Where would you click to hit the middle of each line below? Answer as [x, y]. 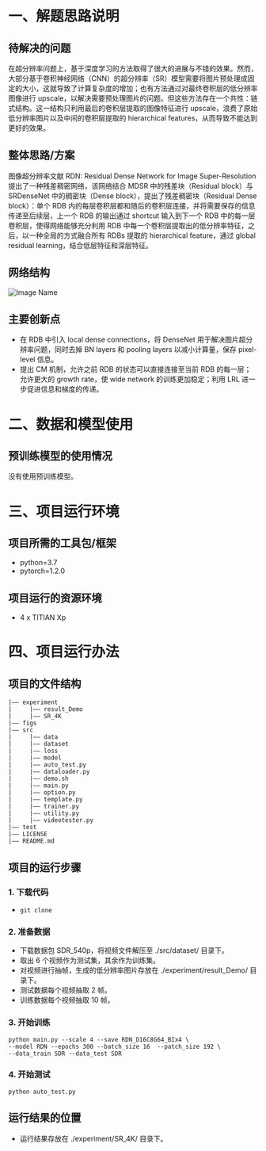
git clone [36, 910]
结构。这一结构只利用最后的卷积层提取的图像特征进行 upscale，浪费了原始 [136, 108]
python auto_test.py [42, 1092]
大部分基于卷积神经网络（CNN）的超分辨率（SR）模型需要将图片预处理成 [128, 78]
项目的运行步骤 [45, 868]
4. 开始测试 [29, 1075]
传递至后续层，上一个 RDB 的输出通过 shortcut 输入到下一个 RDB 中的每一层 [132, 216]
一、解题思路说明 [64, 16]
